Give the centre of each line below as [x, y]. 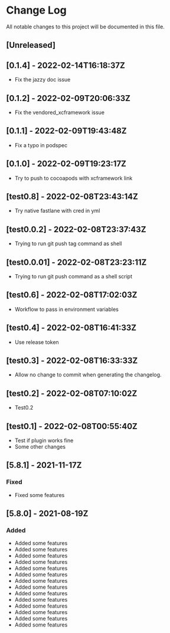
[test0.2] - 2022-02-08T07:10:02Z [72, 393]
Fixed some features [40, 495]
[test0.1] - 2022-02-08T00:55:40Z [72, 426]
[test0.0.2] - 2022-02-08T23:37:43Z [76, 229]
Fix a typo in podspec [41, 145]
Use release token [37, 342]
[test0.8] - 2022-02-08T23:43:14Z [72, 197]
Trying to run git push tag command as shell [68, 244]
